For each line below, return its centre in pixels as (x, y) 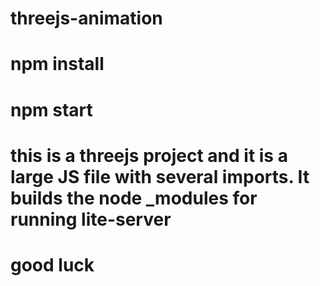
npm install (57, 64)
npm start (51, 109)
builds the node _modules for (134, 198)
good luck (52, 264)
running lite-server (91, 219)
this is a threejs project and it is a (149, 155)
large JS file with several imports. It (160, 176)
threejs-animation (86, 18)
